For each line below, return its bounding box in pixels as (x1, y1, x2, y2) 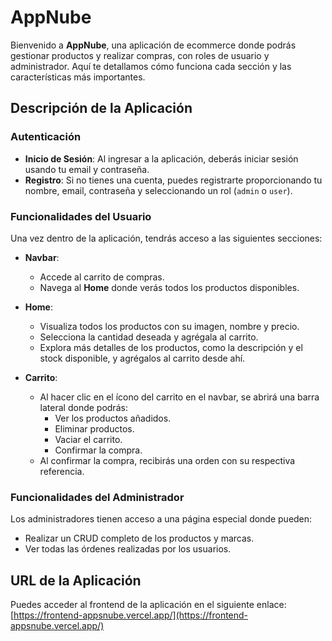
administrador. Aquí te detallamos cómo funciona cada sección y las (10, 60, 292, 72)
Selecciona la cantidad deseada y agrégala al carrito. (39, 331, 259, 343)
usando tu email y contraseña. (24, 163, 150, 175)
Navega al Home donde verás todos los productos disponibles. (39, 281, 300, 293)
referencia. (39, 465, 85, 477)
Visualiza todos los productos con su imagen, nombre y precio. (39, 320, 300, 332)
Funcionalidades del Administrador (10, 490, 185, 504)
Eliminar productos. (54, 422, 135, 435)
